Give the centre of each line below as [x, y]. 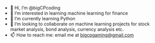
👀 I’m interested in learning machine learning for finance [69, 13]
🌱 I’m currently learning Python [43, 18]
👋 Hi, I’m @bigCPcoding [35, 8]
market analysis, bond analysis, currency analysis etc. [67, 29]
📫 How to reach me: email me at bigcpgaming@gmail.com [72, 35]
